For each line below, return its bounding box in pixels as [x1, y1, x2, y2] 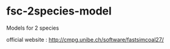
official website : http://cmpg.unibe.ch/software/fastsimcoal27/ [6, 36, 164, 43]
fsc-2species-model [6, 4, 112, 18]
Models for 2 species [6, 24, 59, 31]
